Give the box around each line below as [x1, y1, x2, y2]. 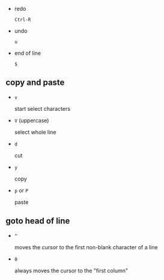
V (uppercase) [14, 117, 49, 124]
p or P [14, 187, 28, 194]
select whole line [14, 128, 56, 135]
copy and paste [5, 78, 65, 88]
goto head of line [5, 216, 70, 226]
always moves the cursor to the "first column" [14, 267, 129, 274]
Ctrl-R [14, 17, 31, 23]
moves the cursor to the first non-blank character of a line [14, 243, 158, 250]
